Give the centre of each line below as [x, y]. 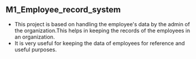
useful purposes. [35, 49]
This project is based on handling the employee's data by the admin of [102, 24]
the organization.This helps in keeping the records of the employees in [102, 30]
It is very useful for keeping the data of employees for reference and [100, 43]
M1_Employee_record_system [63, 10]
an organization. [34, 37]
